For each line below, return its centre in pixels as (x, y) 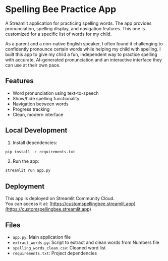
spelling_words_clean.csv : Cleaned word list (59, 247)
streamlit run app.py (28, 171)
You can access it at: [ (28, 204)
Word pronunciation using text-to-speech (56, 93)
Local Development (36, 130)
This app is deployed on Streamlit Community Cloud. (60, 199)
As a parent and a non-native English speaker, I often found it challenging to (84, 43)
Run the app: (26, 161)
